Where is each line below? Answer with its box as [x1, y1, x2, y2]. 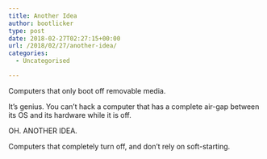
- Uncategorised [15, 57, 70, 65]
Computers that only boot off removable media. [8, 86, 166, 95]
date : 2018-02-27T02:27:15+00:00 [8, 34, 121, 43]
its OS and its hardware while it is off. [8, 110, 131, 119]
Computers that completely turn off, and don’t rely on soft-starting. [8, 141, 231, 151]
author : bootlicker [8, 19, 74, 27]
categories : [8, 49, 48, 57]
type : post [8, 27, 45, 35]
